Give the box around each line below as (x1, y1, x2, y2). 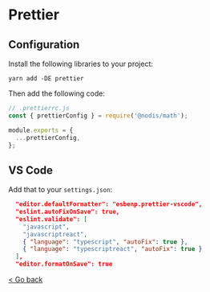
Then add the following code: (8, 88, 106, 98)
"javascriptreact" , (22, 230, 88, 238)
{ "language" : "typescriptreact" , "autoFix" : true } (22, 245, 203, 253)
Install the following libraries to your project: (8, 59, 154, 68)
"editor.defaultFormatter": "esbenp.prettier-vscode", (15, 200, 203, 208)
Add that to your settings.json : (8, 185, 113, 195)
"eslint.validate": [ (15, 215, 88, 223)
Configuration (8, 38, 80, 51)
